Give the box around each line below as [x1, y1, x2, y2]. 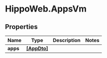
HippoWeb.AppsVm [5, 3, 87, 14]
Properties [5, 23, 38, 31]
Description [53, 37, 81, 43]
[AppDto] [26, 45, 49, 52]
